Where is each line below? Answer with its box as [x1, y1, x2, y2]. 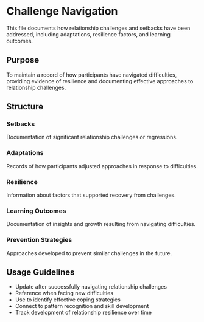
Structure [6, 101, 44, 112]
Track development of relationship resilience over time [15, 309, 152, 317]
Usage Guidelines [6, 267, 75, 278]
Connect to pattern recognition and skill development [15, 303, 149, 310]
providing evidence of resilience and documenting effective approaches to [6, 77, 194, 84]
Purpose [6, 55, 40, 65]
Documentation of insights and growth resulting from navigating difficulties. [6, 221, 196, 228]
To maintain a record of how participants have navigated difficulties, [6, 71, 177, 78]
